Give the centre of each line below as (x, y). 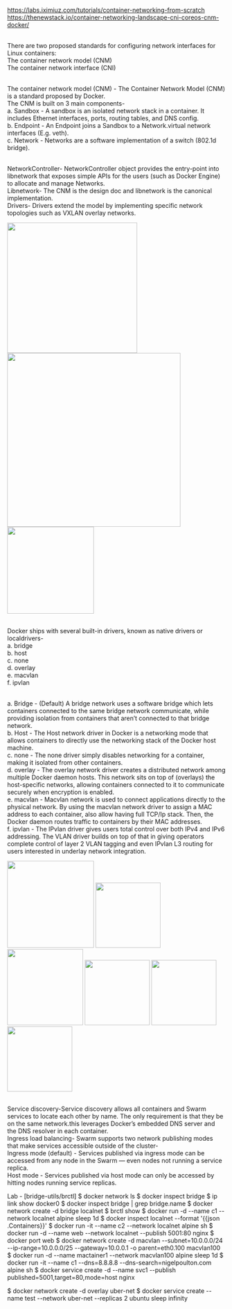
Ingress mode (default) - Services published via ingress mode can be (106, 1153)
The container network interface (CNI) (62, 68)
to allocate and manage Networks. (56, 183)
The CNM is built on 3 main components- (66, 103)
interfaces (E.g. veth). (38, 133)
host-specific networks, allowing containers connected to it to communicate (116, 784)
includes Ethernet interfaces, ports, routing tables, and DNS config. (103, 118)
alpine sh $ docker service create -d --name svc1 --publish (92, 1270)
